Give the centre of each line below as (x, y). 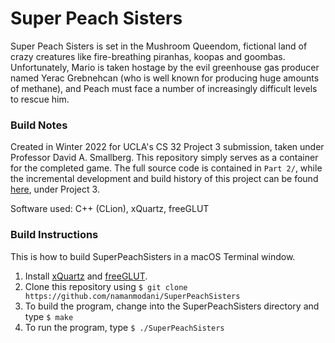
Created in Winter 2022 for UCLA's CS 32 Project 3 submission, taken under (167, 147)
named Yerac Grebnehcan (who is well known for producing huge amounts (165, 78)
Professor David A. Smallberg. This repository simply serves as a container (164, 158)
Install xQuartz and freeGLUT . (86, 276)
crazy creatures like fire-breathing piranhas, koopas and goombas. (148, 56)
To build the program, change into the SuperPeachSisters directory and (172, 306)
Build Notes (39, 125)
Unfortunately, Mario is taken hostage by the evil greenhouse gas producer (165, 67)
